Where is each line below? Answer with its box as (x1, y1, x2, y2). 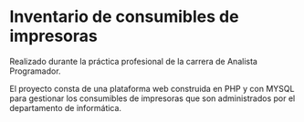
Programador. (9, 66, 61, 76)
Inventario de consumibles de (9, 6, 239, 27)
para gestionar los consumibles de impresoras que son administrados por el (9, 93, 296, 104)
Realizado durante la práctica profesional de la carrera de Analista (9, 56, 258, 66)
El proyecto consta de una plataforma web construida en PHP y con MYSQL (9, 83, 295, 94)
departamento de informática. (9, 102, 121, 113)
